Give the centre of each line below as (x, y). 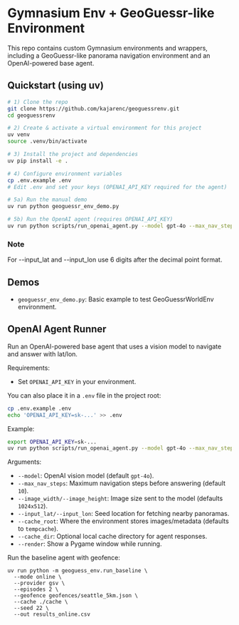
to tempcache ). (38, 529)
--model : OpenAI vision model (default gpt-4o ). (86, 476)
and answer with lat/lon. (43, 353)
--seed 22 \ (32, 608)
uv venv (19, 135)
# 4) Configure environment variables (65, 174)
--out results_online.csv (52, 614)
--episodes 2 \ (36, 589)
